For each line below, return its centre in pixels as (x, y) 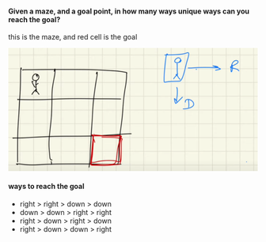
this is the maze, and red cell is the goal (73, 37)
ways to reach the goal (46, 187)
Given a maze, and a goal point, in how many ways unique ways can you (129, 11)
